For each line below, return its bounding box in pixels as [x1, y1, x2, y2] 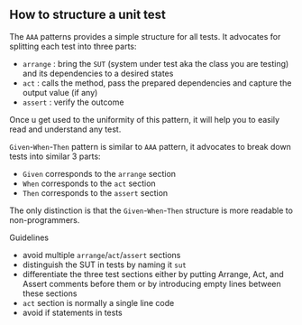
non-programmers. [9, 214, 80, 225]
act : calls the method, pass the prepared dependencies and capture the [22, 77, 292, 88]
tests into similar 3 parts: [9, 151, 101, 162]
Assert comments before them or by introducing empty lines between [22, 278, 281, 289]
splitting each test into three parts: [9, 41, 137, 51]
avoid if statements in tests [22, 307, 124, 318]
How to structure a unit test [9, 7, 167, 23]
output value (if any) [22, 87, 98, 97]
